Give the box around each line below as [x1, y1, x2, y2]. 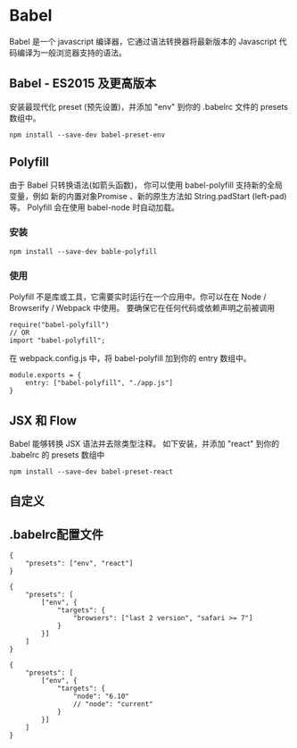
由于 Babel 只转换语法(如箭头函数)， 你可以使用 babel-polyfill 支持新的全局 [9, 180, 284, 190]
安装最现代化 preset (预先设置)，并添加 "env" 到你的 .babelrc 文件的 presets [9, 101, 288, 112]
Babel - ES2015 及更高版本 [9, 76, 157, 91]
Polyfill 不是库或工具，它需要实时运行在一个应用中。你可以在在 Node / [9, 291, 267, 302]
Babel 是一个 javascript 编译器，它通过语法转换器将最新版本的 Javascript [9, 36, 277, 46]
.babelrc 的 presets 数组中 [9, 449, 105, 460]
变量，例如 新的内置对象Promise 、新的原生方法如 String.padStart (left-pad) [9, 190, 287, 201]
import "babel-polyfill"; [9, 336, 105, 345]
